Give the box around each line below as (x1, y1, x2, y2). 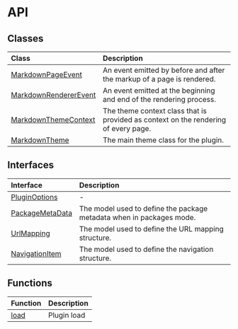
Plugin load (48, 310, 86, 320)
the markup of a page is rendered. (102, 74, 216, 83)
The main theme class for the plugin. (102, 135, 225, 145)
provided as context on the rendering (102, 115, 227, 125)
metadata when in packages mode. (79, 212, 196, 222)
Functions (7, 277, 53, 289)
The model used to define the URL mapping (79, 224, 225, 233)
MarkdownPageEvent (11, 70, 83, 79)
